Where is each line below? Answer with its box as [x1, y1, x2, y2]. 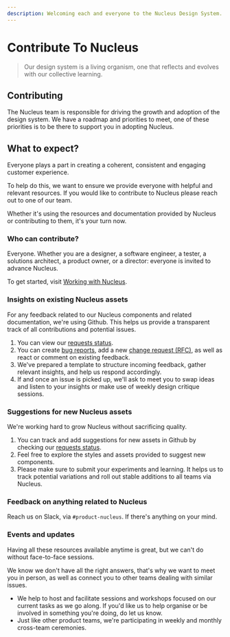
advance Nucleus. [7, 264, 58, 273]
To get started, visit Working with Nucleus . [7, 278, 128, 286]
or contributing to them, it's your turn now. [7, 217, 127, 225]
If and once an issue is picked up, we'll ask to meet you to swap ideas [16, 375, 215, 383]
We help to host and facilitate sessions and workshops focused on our [16, 594, 216, 603]
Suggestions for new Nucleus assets [7, 407, 133, 417]
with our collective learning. [23, 70, 103, 78]
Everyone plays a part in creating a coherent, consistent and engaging [7, 161, 206, 169]
